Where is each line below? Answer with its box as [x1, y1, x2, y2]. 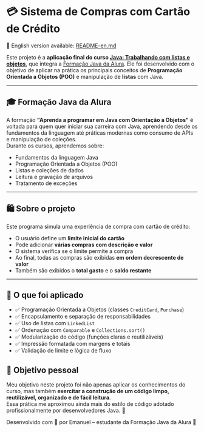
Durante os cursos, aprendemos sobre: [6, 142, 104, 149]
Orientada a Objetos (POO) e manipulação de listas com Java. [6, 73, 164, 80]
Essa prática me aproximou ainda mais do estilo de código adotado [6, 400, 174, 408]
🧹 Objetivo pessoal [6, 365, 79, 375]
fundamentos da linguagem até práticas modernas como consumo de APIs [6, 129, 194, 137]
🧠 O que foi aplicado [6, 289, 84, 300]
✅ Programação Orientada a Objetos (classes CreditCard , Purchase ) [15, 306, 185, 313]
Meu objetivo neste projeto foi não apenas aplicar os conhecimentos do [6, 381, 186, 388]
